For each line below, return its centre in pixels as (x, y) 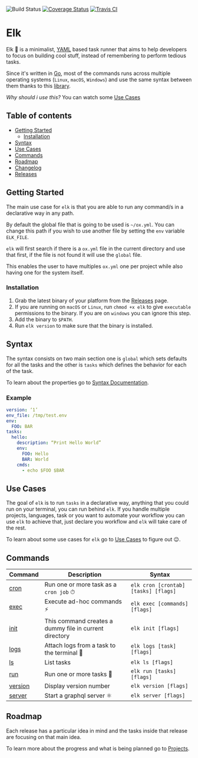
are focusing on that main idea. (44, 737)
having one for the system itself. (45, 272)
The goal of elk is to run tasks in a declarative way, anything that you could (98, 503)
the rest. (16, 528)
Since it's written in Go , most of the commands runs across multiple (88, 73)
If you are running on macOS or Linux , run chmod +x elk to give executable (103, 306)
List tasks (58, 662)
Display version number (77, 686)
